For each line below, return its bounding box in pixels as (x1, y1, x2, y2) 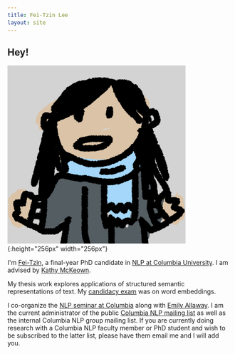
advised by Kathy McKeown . (7, 266, 91, 274)
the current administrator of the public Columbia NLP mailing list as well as (7, 308, 226, 317)
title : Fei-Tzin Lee (7, 11, 69, 19)
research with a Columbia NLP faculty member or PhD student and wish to (7, 324, 226, 333)
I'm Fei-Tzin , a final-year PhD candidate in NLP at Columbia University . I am (7, 259, 229, 267)
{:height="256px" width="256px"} (7, 244, 108, 253)
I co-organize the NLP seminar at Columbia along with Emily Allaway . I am (7, 301, 224, 310)
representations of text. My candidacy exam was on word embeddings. (7, 287, 216, 296)
